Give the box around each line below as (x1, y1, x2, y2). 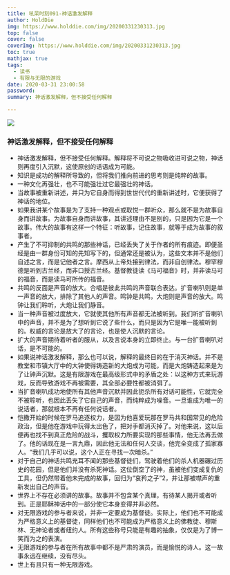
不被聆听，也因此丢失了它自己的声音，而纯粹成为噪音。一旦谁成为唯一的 (17, 396, 223, 405)
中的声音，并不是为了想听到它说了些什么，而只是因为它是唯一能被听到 (17, 318, 218, 327)
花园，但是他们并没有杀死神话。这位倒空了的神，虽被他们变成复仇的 (29, 465, 223, 474)
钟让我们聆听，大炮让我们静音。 (17, 301, 108, 309)
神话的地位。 (17, 197, 54, 206)
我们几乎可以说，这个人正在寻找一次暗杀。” (32, 448, 153, 457)
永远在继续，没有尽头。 (23, 551, 90, 560)
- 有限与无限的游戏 (13, 74, 61, 82)
